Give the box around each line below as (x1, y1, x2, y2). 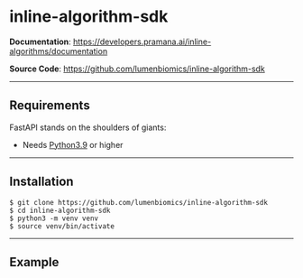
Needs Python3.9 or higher (22, 139, 124, 150)
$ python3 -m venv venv (9, 214, 99, 223)
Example (9, 255, 60, 270)
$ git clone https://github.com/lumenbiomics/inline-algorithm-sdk (9, 198, 269, 207)
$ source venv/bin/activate (9, 221, 115, 231)
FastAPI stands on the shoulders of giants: (9, 122, 167, 133)
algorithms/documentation (9, 45, 108, 56)
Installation (9, 174, 74, 190)
